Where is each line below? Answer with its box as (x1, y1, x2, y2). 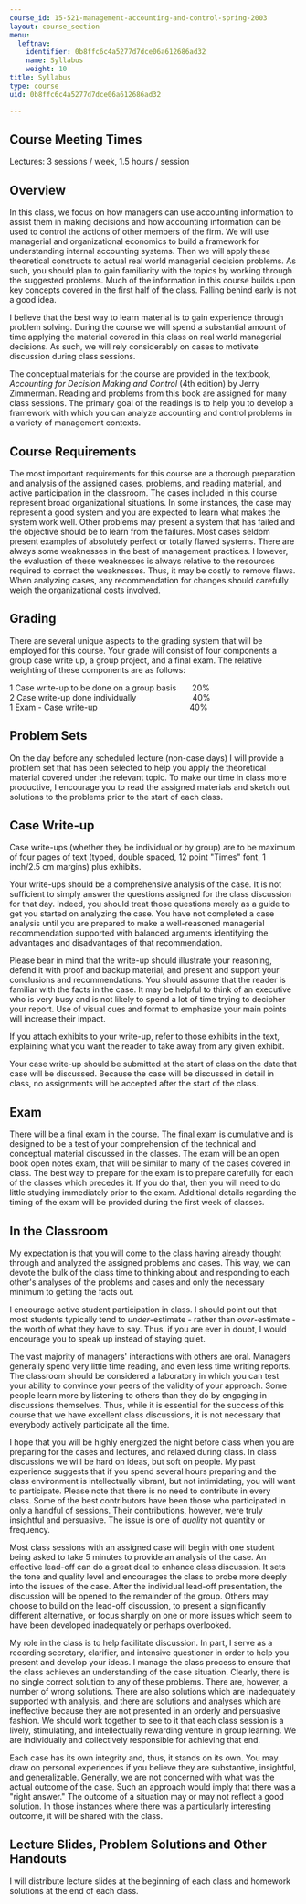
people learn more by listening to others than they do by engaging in (9, 1390, 268, 1400)
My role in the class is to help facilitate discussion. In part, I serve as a (9, 1638, 273, 1648)
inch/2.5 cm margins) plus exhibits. (9, 861, 142, 872)
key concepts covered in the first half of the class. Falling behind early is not (9, 284, 297, 295)
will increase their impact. (9, 1013, 107, 1024)
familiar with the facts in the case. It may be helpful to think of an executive (9, 984, 292, 995)
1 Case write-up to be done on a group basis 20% (9, 682, 210, 693)
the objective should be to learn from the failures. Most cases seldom (9, 526, 271, 537)
